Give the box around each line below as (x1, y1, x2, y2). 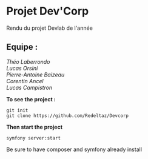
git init (6, 107, 29, 113)
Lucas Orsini (6, 64, 38, 72)
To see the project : (6, 95, 56, 103)
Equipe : (6, 42, 38, 52)
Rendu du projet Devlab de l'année (6, 24, 93, 32)
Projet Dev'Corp (6, 4, 89, 18)
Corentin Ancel (6, 77, 44, 84)
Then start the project (6, 123, 62, 130)
